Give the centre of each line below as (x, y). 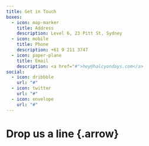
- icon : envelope (33, 99)
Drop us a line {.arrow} (62, 134)
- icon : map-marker (35, 22)
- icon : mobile (30, 39)
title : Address (35, 28)
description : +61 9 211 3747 (52, 50)
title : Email (33, 61)
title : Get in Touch (32, 11)
